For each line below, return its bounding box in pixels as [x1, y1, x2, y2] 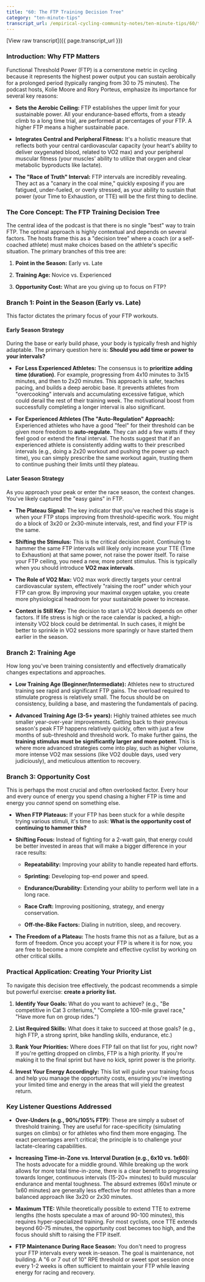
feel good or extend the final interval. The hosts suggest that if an [15, 435, 180, 442]
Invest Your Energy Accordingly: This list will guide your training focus [15, 1068, 195, 1075]
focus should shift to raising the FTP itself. [15, 1231, 121, 1238]
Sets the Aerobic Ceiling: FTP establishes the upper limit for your [15, 104, 181, 111]
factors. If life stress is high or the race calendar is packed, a [15, 613, 168, 621]
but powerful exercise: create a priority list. [6, 988, 117, 996]
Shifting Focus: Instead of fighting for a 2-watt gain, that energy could [15, 836, 193, 843]
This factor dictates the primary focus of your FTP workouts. [6, 312, 159, 319]
